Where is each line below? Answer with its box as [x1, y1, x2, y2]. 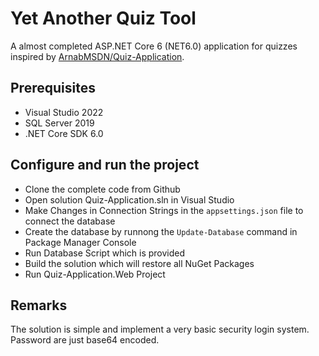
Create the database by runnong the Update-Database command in [24, 225, 298, 237]
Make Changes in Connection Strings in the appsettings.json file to [24, 204, 304, 216]
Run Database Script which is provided [24, 247, 186, 259]
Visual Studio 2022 [24, 106, 104, 118]
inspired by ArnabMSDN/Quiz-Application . [10, 50, 185, 62]
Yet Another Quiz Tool [10, 7, 197, 30]
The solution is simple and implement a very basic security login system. [10, 323, 310, 336]
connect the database [24, 215, 116, 227]
